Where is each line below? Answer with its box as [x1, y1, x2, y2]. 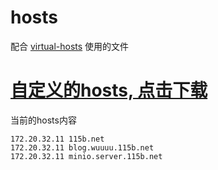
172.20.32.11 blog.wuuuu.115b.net [10, 142, 155, 153]
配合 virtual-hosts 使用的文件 [10, 40, 130, 52]
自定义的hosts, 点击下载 [10, 79, 208, 102]
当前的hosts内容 [10, 114, 77, 126]
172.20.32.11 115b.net [10, 134, 105, 144]
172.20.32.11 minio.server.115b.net [10, 151, 163, 161]
